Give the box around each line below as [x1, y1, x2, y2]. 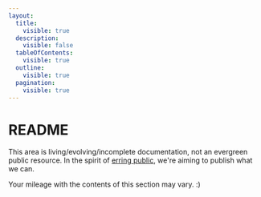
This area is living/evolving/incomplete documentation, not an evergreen [8, 147, 248, 157]
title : [15, 19, 38, 27]
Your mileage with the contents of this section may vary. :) [8, 179, 201, 189]
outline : [15, 64, 45, 72]
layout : [8, 11, 35, 20]
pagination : [15, 78, 56, 86]
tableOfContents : [15, 49, 74, 57]
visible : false [22, 42, 74, 50]
